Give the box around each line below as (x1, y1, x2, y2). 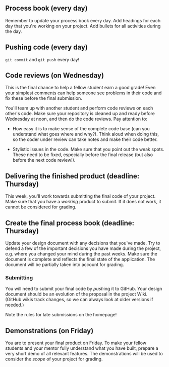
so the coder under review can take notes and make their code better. (12, 136, 158, 142)
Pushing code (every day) (5, 43, 88, 52)
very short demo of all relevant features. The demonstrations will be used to (5, 351, 163, 357)
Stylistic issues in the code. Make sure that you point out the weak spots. (12, 146, 164, 153)
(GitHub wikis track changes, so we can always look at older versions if (5, 297, 153, 303)
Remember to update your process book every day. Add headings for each (5, 17, 161, 23)
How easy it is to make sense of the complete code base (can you (12, 126, 150, 132)
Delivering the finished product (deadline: (5, 172, 140, 180)
